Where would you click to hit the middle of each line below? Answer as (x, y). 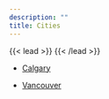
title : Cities (35, 26)
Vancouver (41, 85)
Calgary (36, 68)
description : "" (39, 17)
